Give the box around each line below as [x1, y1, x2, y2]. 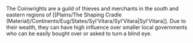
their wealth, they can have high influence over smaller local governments [6, 24, 188, 31]
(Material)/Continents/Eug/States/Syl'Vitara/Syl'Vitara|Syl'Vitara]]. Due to [6, 18, 186, 24]
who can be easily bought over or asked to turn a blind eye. [6, 30, 152, 37]
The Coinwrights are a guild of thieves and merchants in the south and [6, 5, 179, 12]
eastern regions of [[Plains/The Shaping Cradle [6, 11, 122, 18]
